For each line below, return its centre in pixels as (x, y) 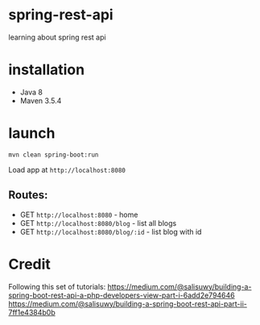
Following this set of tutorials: (57, 286)
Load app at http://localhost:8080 (67, 169)
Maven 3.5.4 (41, 100)
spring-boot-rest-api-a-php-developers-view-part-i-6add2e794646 (122, 295)
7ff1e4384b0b (32, 312)
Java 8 (31, 92)
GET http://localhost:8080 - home (79, 215)
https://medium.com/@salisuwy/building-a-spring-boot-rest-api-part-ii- (128, 303)
